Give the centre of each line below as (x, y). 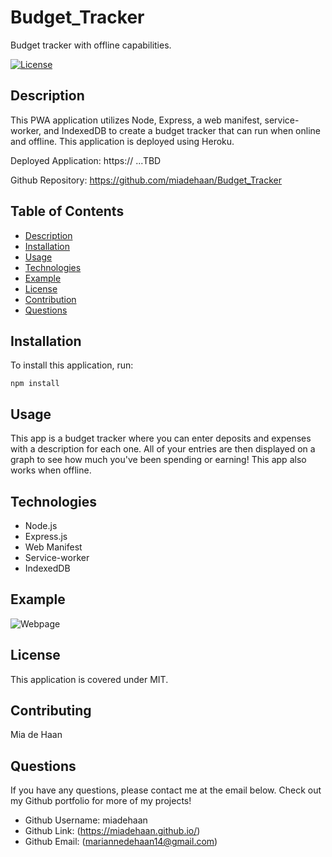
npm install (35, 384)
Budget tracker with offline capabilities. (91, 45)
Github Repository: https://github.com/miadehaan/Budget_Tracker (146, 180)
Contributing (51, 711)
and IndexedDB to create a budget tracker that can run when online (182, 130)
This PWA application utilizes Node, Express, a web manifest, (136, 120)
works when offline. (51, 470)
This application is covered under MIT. (89, 679)
